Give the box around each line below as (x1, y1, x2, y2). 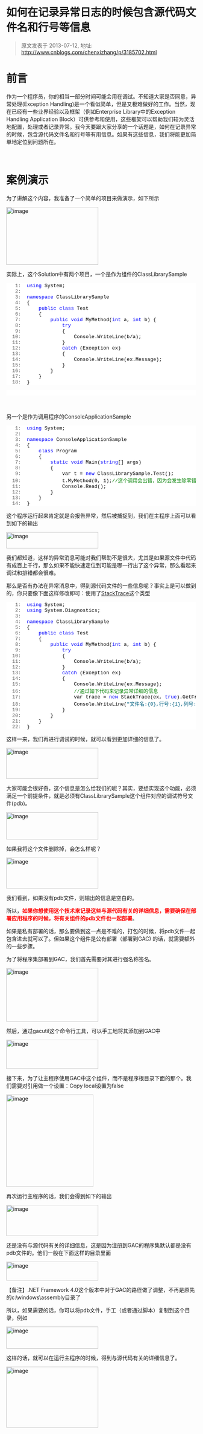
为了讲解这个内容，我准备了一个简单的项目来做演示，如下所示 (6, 194, 160, 201)
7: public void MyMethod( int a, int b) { (14, 316, 157, 323)
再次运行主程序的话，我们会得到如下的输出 (6, 1192, 112, 1199)
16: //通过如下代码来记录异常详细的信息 (11, 688, 158, 694)
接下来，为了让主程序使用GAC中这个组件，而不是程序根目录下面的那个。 (6, 1074, 187, 1081)
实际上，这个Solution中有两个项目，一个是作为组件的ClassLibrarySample (6, 270, 187, 278)
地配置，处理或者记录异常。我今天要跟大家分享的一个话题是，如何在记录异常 (6, 123, 196, 130)
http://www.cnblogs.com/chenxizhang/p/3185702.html (20, 48, 157, 56)
